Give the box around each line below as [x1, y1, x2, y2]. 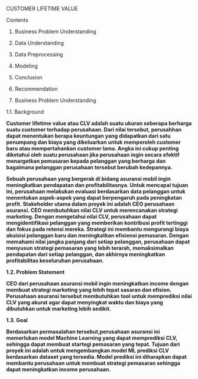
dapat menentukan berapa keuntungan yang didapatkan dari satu [6, 133, 171, 139]
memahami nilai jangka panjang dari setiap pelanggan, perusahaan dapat [6, 238, 190, 245]
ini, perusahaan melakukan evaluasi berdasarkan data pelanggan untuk [6, 188, 186, 195]
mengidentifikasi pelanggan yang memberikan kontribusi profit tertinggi [6, 219, 188, 226]
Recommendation [14, 85, 58, 92]
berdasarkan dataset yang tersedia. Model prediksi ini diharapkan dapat [6, 354, 187, 360]
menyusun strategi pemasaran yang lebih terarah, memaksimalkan [6, 245, 174, 251]
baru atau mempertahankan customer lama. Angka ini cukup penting [6, 145, 179, 152]
